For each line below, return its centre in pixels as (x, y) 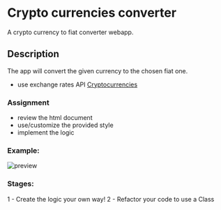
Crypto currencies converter (92, 13)
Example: (23, 150)
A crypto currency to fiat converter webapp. (70, 32)
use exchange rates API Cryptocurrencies (77, 84)
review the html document (55, 118)
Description (33, 54)
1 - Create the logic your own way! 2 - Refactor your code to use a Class (111, 199)
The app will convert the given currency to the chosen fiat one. (98, 70)
